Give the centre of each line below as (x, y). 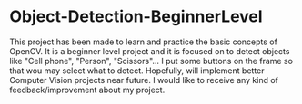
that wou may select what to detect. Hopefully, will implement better (137, 71)
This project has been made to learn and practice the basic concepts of (143, 42)
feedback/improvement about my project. (87, 90)
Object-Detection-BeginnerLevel (136, 17)
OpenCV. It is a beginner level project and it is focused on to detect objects (150, 51)
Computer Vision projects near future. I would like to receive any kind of (144, 80)
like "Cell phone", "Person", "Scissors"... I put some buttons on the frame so (151, 61)
